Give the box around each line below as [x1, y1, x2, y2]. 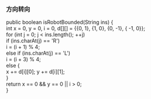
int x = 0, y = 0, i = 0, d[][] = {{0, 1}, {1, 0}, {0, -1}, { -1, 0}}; [6, 25, 145, 32]
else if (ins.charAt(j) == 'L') [6, 49, 71, 56]
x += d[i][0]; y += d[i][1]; [6, 68, 66, 75]
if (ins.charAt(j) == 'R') [6, 37, 60, 44]
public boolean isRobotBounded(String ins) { [6, 19, 114, 26]
